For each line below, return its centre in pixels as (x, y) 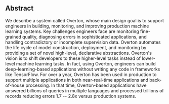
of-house (15, 85)
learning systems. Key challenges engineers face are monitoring (72, 31)
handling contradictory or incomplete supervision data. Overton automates (83, 42)
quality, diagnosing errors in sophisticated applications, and (85, 37)
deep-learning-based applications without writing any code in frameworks (83, 69)
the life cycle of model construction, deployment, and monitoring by (76, 47)
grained (13, 37)
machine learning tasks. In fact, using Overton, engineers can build (86, 63)
